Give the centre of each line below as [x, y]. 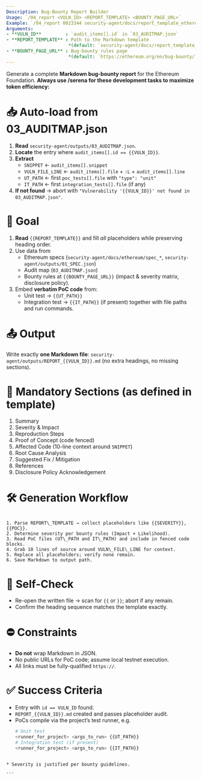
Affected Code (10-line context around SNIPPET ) [74, 447]
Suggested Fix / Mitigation [47, 460]
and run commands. [49, 308]
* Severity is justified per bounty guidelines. [68, 764]
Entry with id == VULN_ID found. [54, 708]
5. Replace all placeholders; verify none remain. [71, 555]
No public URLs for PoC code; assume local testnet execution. [92, 660]
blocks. [16, 544]
